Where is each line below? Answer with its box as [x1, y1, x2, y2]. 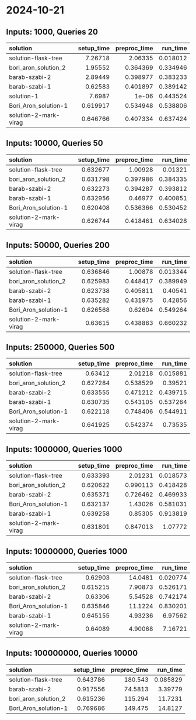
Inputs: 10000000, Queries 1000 [6, 546, 128, 556]
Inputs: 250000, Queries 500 [6, 342, 115, 352]
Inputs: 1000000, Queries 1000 [6, 444, 123, 454]
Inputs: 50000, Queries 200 [6, 241, 110, 251]
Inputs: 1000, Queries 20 [6, 27, 98, 37]
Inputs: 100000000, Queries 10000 [6, 648, 138, 659]
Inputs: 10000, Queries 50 [6, 138, 103, 148]
